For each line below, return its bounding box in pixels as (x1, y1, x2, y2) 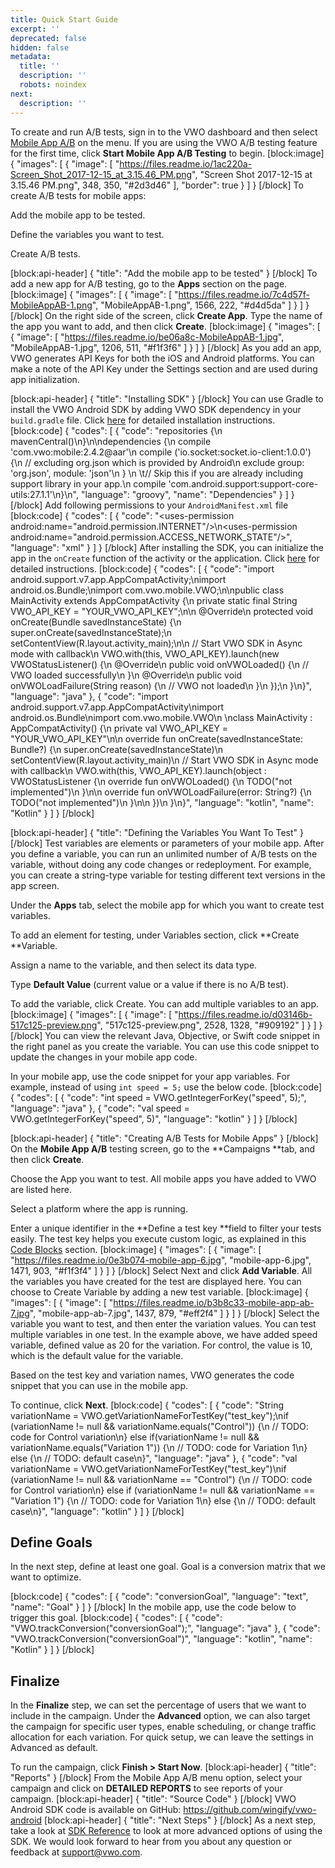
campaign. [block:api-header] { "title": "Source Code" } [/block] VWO (10, 1793, 297, 1805)
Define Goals (10, 1534, 93, 1551)
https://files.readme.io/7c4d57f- (178, 288, 310, 300)
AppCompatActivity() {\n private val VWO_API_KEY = (10, 722, 229, 734)
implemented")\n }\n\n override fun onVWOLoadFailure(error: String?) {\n (10, 786, 312, 798)
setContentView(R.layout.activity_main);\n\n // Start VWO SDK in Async (10, 637, 303, 649)
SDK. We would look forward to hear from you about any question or (10, 1836, 293, 1848)
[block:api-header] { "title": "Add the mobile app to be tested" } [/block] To (10, 267, 318, 279)
